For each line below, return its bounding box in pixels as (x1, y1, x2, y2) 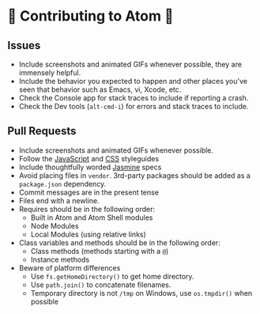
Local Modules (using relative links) (30, 229, 147, 239)
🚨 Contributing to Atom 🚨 (7, 7, 174, 25)
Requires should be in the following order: (18, 204, 156, 214)
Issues (7, 39, 41, 52)
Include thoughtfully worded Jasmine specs (18, 162, 162, 172)
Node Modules (30, 221, 80, 230)
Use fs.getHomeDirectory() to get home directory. (30, 271, 194, 281)
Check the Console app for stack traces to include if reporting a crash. (18, 93, 249, 102)
